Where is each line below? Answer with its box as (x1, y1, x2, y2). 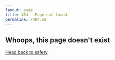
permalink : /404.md (5, 17, 47, 22)
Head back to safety (5, 49, 48, 55)
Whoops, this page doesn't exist (5, 36, 110, 44)
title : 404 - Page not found (5, 12, 67, 17)
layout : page (5, 7, 33, 13)
